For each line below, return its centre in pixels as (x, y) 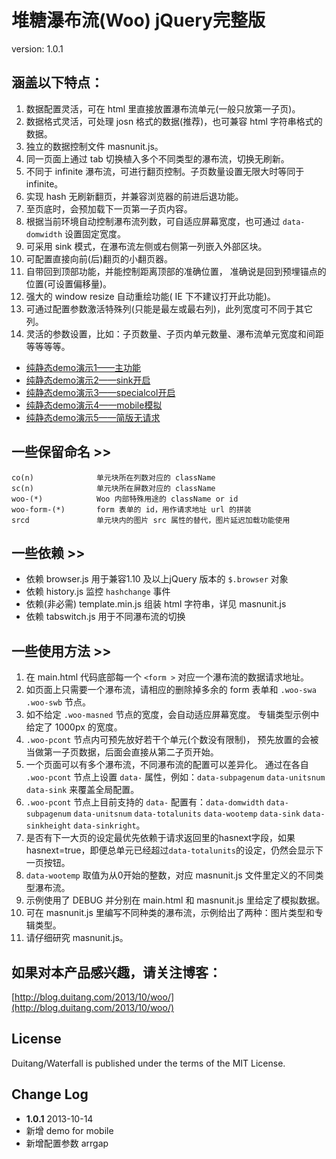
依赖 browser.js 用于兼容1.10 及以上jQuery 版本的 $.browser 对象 (157, 579)
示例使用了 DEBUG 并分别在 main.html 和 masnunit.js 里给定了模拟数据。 (175, 900)
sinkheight (48, 826)
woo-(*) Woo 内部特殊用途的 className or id (125, 499)
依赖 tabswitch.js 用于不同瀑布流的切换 (105, 617)
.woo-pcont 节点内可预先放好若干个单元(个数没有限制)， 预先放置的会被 (172, 740)
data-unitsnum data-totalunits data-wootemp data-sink (187, 814)
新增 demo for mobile (69, 1130)
